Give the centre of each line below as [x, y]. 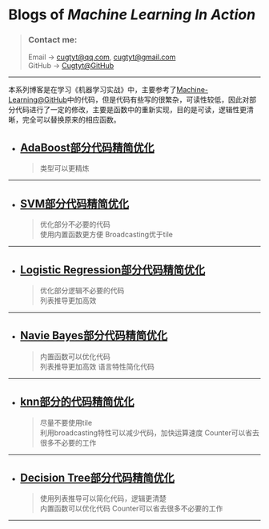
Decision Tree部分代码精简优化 [97, 477]
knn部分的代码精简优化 [77, 402]
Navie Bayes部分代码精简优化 [94, 335]
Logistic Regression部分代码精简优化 [112, 270]
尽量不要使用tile [66, 422]
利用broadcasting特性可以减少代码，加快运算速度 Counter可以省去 [150, 432]
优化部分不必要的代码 [75, 224]
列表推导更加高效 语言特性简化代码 [97, 366]
